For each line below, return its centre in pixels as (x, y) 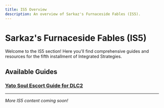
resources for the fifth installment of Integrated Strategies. (63, 57)
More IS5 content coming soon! (37, 101)
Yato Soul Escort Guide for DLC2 (44, 85)
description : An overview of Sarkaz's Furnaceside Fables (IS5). (73, 14)
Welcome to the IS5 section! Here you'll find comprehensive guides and (77, 51)
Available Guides (31, 71)
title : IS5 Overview (26, 9)
